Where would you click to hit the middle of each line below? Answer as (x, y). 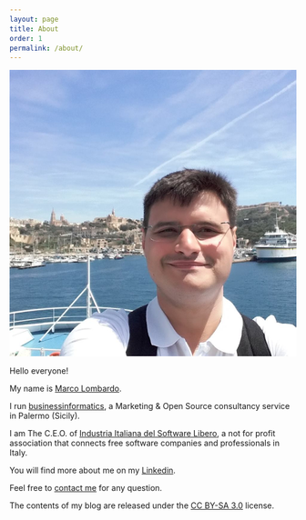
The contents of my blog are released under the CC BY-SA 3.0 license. (142, 505)
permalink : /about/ (46, 48)
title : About (34, 29)
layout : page (34, 19)
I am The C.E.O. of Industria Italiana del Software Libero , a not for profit (143, 433)
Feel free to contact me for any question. (86, 487)
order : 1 (26, 38)
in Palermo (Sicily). (45, 415)
